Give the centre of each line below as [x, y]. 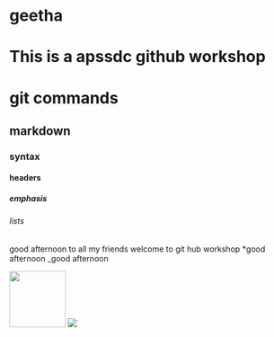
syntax [25, 156]
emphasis [28, 199]
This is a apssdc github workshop [138, 57]
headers [26, 178]
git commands [64, 98]
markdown [40, 131]
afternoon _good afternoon [59, 259]
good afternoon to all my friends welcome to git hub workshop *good [137, 249]
